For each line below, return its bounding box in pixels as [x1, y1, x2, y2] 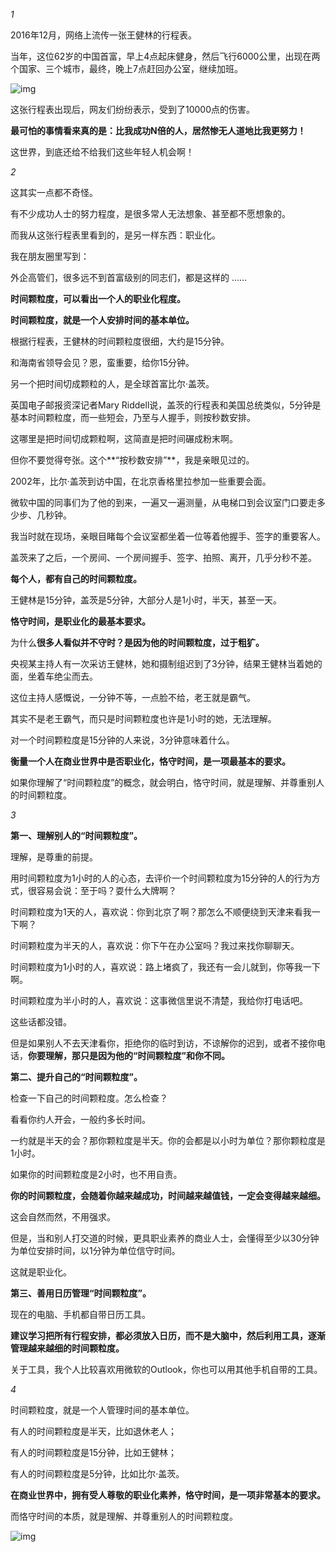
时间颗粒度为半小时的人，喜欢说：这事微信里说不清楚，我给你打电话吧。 [10, 995, 308, 1006]
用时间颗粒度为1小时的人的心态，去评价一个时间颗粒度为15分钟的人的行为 [10, 872, 312, 884]
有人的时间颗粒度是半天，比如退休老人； [10, 1425, 177, 1437]
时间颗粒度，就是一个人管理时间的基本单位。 [10, 1404, 195, 1416]
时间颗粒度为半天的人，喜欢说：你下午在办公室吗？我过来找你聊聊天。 [10, 940, 300, 951]
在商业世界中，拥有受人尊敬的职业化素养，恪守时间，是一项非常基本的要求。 [10, 1489, 326, 1501]
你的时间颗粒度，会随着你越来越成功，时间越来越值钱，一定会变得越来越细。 [10, 1190, 326, 1201]
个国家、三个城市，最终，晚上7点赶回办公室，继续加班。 [10, 63, 243, 74]
